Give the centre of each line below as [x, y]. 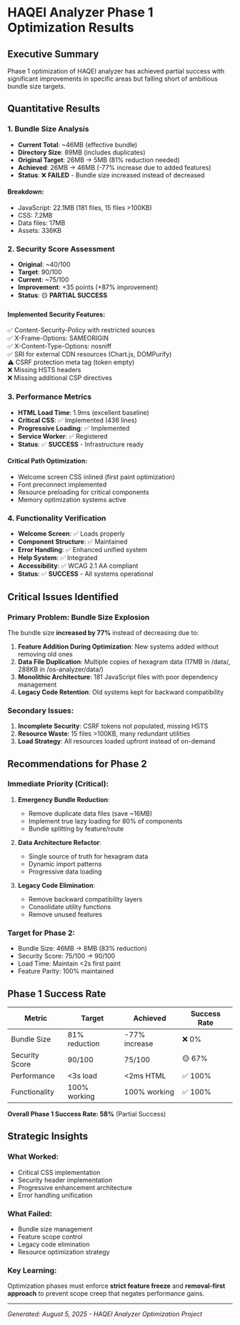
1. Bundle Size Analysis [48, 129]
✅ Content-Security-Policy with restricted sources [81, 330]
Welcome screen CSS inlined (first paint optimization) [96, 476]
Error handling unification [55, 1195]
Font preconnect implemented [62, 484]
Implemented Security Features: [56, 314]
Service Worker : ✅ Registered [62, 436]
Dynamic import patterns [65, 864]
